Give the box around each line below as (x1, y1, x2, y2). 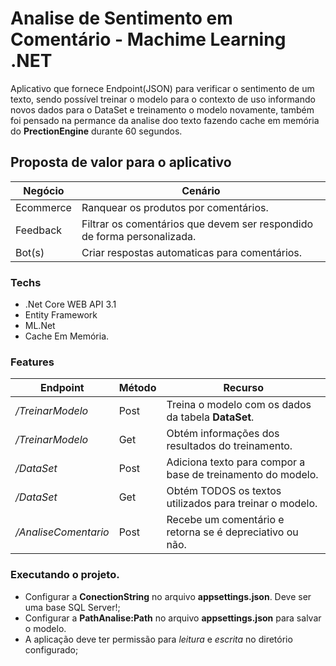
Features (10, 355, 55, 369)
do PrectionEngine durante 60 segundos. (10, 125, 183, 137)
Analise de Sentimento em (10, 7, 233, 30)
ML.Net (24, 320, 56, 332)
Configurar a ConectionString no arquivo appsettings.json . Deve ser (24, 590, 312, 602)
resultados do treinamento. (166, 439, 293, 453)
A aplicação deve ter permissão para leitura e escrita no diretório (24, 633, 293, 645)
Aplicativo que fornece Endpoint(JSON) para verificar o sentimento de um (10, 82, 315, 94)
